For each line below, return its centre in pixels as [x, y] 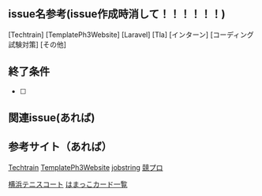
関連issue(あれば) [52, 118]
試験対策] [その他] [37, 44]
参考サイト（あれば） [60, 147]
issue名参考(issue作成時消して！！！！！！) [117, 14]
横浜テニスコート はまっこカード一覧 [68, 184]
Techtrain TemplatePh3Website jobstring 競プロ [86, 167]
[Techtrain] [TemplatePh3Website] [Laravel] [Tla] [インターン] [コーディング [131, 35]
